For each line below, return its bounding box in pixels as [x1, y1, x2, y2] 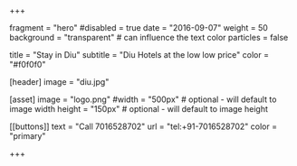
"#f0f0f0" [9, 60, 46, 69]
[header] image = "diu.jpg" [9, 77, 110, 87]
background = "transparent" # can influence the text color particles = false [9, 32, 289, 42]
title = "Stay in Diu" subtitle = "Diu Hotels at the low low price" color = [9, 50, 270, 60]
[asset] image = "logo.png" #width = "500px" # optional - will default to [9, 94, 277, 105]
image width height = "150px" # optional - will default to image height [9, 104, 269, 114]
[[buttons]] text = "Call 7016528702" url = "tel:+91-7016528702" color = [9, 121, 278, 132]
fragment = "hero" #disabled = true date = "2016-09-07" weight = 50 [9, 23, 269, 32]
